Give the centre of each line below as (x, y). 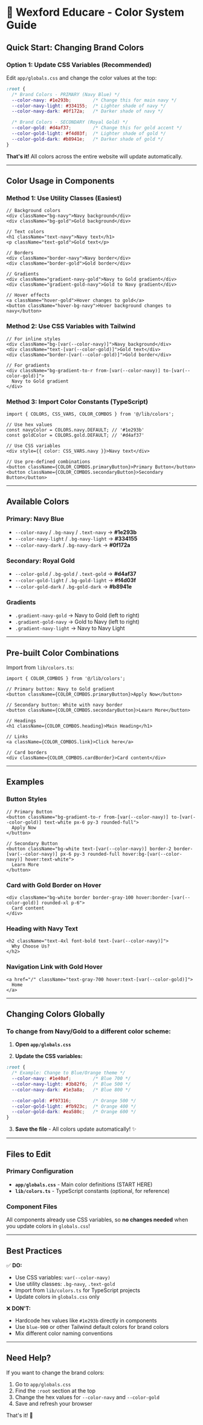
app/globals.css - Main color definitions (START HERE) (84, 1184)
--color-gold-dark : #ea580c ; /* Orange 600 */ (74, 1112)
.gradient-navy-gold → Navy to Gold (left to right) (77, 615)
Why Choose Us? (31, 946)
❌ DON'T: (19, 1308)
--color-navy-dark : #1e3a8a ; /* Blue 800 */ (71, 1090)
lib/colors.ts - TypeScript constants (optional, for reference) (92, 1191)
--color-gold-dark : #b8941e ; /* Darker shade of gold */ (88, 139)
